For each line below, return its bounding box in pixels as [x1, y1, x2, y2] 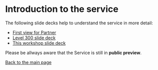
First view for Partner [12, 29, 57, 35]
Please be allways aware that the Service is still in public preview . [5, 50, 142, 56]
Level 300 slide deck [12, 35, 56, 41]
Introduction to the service [5, 3, 119, 15]
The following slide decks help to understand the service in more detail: [5, 20, 153, 26]
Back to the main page [5, 59, 52, 65]
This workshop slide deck [12, 40, 66, 46]
